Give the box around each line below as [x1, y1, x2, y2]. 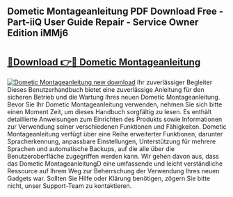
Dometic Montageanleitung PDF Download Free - [7, 6, 224, 17]
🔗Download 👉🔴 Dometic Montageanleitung [7, 56, 201, 68]
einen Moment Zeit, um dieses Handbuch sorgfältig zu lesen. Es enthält [7, 108, 212, 116]
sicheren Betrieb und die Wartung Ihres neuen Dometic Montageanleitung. [7, 93, 220, 101]
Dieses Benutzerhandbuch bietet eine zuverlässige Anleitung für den [7, 86, 204, 93]
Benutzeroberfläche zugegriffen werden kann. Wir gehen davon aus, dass [7, 152, 219, 160]
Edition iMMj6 [7, 27, 69, 39]
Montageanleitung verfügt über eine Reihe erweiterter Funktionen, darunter [7, 130, 223, 138]
